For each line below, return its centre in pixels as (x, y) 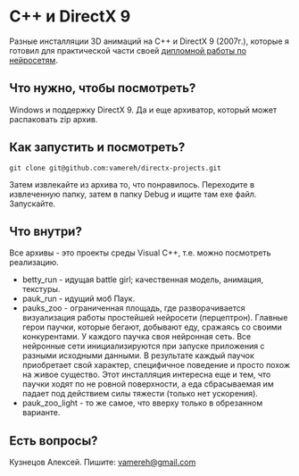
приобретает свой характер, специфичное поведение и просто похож (156, 365)
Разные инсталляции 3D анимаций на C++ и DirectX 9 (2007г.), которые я (149, 41)
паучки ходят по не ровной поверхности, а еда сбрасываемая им (148, 384)
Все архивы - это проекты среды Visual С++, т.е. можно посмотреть (140, 253)
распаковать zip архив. (54, 119)
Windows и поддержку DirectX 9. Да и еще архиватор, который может (143, 110)
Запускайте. (33, 204)
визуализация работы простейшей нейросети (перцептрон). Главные (155, 318)
